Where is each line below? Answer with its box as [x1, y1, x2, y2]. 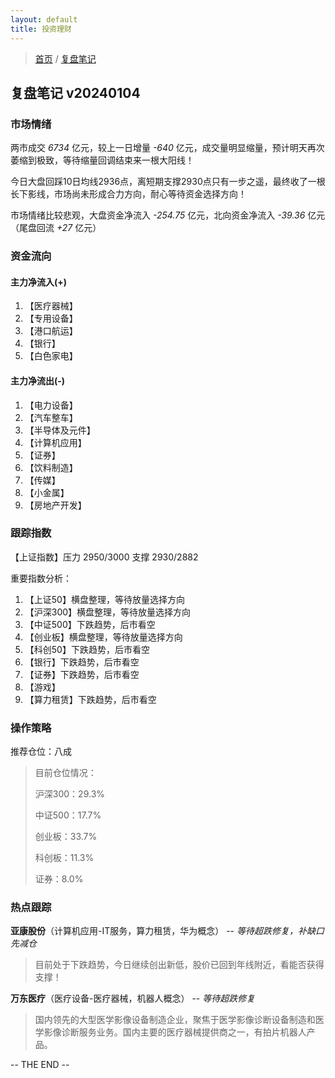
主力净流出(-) [10, 374, 66, 386]
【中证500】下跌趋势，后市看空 [24, 618, 156, 630]
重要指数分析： [10, 572, 72, 584]
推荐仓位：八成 [10, 746, 72, 758]
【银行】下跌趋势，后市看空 [24, 656, 140, 668]
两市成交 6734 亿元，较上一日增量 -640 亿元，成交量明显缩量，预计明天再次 [10, 142, 325, 154]
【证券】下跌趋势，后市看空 [24, 668, 140, 680]
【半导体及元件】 [24, 424, 96, 436]
